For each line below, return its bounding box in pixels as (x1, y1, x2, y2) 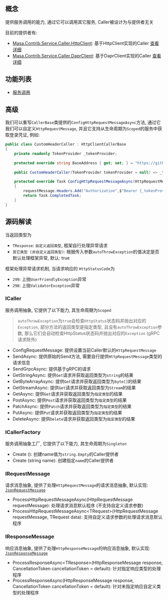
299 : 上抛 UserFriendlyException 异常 (12, 276, 86, 282)
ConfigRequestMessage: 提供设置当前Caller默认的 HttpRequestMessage (12, 347, 156, 353)
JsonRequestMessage (5, 488, 46, 493)
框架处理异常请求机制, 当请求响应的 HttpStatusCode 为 (5, 265, 115, 271)
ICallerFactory (5, 428, 41, 435)
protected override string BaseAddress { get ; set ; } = (14, 160, 133, 165)
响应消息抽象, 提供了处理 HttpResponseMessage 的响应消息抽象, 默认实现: (5, 545, 151, 551)
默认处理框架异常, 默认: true (12, 254, 70, 261)
